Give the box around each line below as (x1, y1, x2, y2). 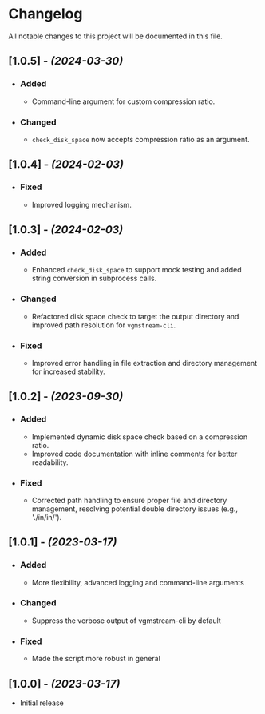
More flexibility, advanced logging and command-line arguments (31, 577, 245, 587)
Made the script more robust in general (31, 654, 161, 664)
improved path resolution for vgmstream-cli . (31, 320, 176, 330)
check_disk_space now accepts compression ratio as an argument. (31, 134, 250, 144)
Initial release (19, 698, 64, 708)
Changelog (8, 5, 83, 23)
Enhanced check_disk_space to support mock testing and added (31, 265, 242, 275)
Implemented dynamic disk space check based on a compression (31, 432, 248, 442)
